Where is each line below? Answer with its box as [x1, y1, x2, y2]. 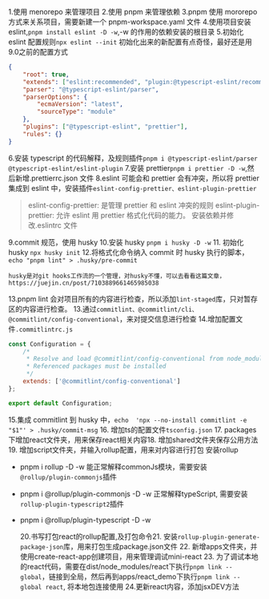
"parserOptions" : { [22, 93, 88, 101]
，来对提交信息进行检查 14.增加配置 [118, 314, 236, 323]
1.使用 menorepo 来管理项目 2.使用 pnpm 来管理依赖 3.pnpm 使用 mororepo [8, 7, 258, 16]
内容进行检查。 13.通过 [22, 304, 97, 314]
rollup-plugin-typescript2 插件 [19, 499, 124, 508]
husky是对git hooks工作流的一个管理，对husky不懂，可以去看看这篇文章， [8, 272, 226, 280]
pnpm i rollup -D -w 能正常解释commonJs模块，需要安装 [19, 462, 208, 472]
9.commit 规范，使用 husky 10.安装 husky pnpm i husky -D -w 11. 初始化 [8, 237, 244, 247]
